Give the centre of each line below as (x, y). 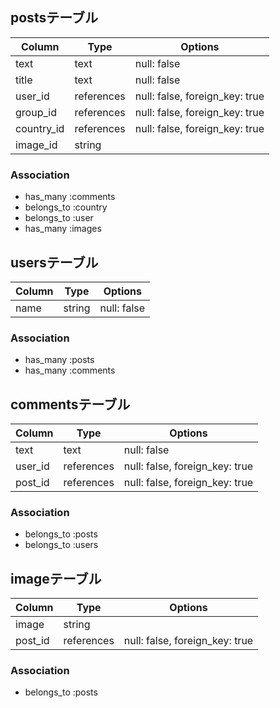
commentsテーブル (70, 404)
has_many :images (63, 229)
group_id (36, 112)
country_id (40, 128)
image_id (36, 145)
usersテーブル (54, 262)
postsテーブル (54, 18)
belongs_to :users (61, 545)
